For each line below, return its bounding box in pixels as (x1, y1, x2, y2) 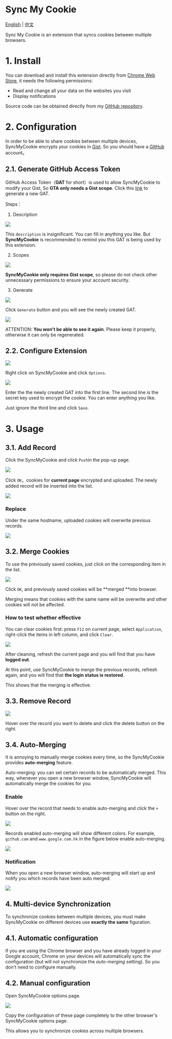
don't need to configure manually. (5, 964, 77, 970)
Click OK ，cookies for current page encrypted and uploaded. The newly (5, 477, 158, 483)
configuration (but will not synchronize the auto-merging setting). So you (5, 958, 160, 964)
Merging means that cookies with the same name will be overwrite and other (5, 596, 167, 602)
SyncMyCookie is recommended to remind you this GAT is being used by (5, 236, 161, 242)
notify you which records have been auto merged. (5, 875, 111, 882)
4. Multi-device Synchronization (5, 900, 111, 909)
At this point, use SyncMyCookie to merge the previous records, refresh (5, 666, 158, 673)
